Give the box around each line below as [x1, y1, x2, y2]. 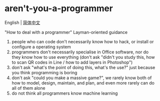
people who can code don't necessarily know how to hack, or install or [11, 38, 154, 44]
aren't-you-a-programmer [4, 3, 113, 14]
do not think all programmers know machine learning [11, 90, 118, 96]
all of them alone [11, 85, 46, 91]
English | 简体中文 [4, 19, 40, 25]
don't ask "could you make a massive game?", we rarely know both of [11, 75, 152, 81]
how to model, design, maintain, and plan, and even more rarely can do [11, 80, 155, 85]
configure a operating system [11, 44, 71, 50]
